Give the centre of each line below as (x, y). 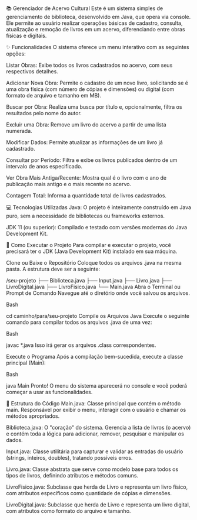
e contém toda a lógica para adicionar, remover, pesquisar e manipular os (95, 434)
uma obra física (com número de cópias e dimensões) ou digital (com (90, 89)
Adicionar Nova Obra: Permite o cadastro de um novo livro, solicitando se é (97, 83)
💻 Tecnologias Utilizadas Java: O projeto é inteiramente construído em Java (99, 207)
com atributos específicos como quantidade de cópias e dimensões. (89, 493)
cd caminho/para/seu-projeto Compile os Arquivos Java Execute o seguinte (98, 316)
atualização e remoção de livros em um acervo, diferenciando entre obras (96, 29)
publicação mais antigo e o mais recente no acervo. (69, 184)
